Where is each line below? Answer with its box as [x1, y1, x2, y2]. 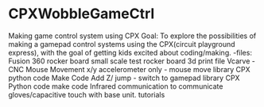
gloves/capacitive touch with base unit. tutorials [8, 90, 165, 99]
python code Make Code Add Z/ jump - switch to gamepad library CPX [8, 73, 240, 82]
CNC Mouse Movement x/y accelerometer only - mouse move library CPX [8, 64, 250, 74]
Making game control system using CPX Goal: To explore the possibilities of [8, 31, 257, 40]
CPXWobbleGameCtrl [8, 5, 155, 23]
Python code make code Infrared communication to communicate [8, 81, 223, 91]
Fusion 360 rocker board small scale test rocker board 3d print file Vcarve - [8, 56, 256, 66]
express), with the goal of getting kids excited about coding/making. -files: [8, 48, 253, 57]
